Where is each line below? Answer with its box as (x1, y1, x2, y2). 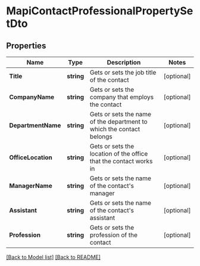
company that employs (89, 93, 154, 101)
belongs (89, 132, 113, 141)
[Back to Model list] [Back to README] (6, 253, 101, 261)
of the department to (89, 117, 148, 126)
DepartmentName (9, 121, 61, 129)
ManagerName (9, 182, 52, 190)
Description (107, 58, 141, 66)
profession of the (89, 231, 138, 239)
